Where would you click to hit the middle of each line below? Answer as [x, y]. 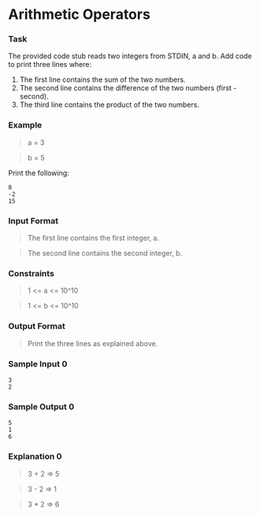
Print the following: [39, 173]
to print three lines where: [50, 64]
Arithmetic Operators [80, 15]
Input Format [33, 220]
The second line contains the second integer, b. [105, 253]
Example [25, 125]
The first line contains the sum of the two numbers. [103, 79]
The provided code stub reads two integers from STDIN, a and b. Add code [130, 56]
